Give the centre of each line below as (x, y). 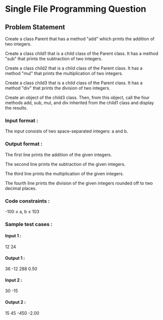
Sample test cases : (29, 224)
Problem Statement (35, 27)
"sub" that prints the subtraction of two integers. (54, 59)
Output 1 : (15, 258)
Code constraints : (27, 201)
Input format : (21, 120)
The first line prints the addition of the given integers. (59, 155)
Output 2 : (15, 302)
